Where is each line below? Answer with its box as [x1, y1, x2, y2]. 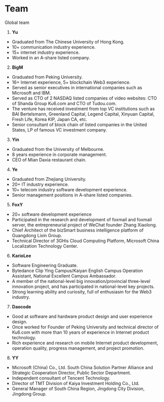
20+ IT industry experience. [11, 181, 69, 187]
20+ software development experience [11, 211, 92, 217]
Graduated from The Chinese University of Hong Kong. [11, 38, 125, 45]
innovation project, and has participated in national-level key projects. [11, 283, 155, 289]
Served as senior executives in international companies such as [11, 84, 143, 90]
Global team [4, 19, 29, 25]
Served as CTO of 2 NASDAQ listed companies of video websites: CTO [11, 95, 157, 101]
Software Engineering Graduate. [11, 262, 78, 268]
